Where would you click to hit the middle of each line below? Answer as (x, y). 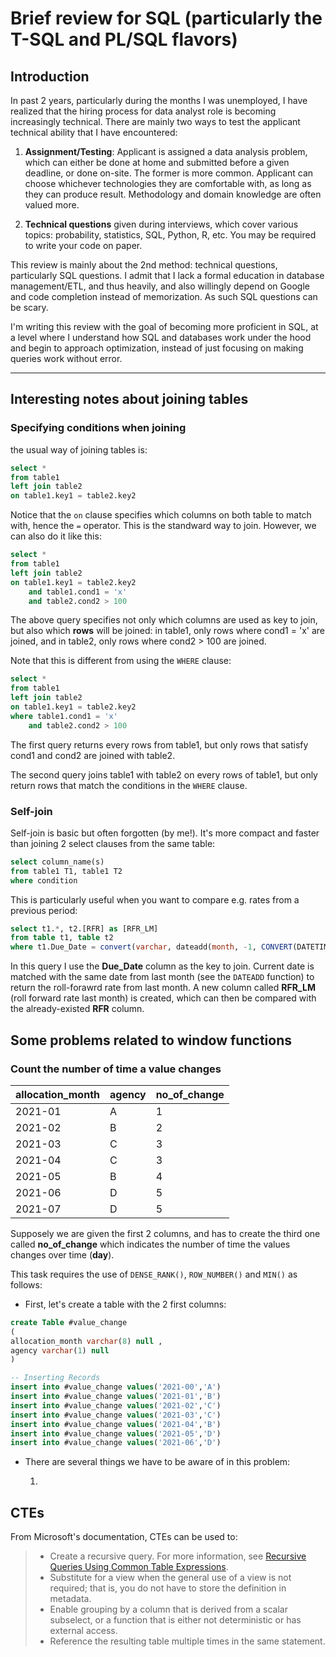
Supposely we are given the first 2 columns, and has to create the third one (165, 1233)
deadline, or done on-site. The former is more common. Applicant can (169, 173)
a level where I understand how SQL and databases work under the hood (161, 337)
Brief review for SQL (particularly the (166, 18)
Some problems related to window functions (151, 1040)
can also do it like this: (56, 536)
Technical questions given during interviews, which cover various (161, 224)
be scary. (29, 307)
